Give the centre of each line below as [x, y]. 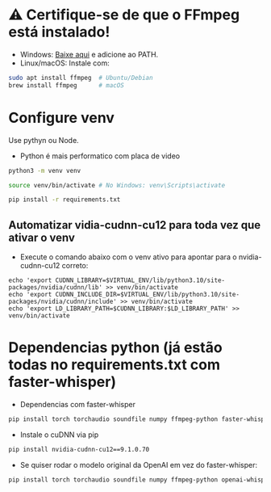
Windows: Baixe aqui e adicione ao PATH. [89, 54]
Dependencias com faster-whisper [77, 404]
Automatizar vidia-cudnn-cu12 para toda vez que [135, 225]
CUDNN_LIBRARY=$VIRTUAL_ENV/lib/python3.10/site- [140, 280]
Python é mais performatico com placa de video [100, 156]
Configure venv [62, 118]
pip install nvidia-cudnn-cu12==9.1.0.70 [79, 449]
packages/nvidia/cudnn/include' [63, 302]
